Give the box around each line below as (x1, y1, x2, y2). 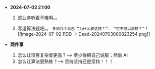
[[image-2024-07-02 (17, 31, 62, 37)
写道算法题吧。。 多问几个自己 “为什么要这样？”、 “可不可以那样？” (17, 25, 145, 31)
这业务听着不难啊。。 (17, 15, 60, 21)
